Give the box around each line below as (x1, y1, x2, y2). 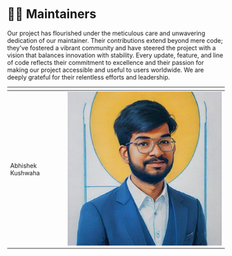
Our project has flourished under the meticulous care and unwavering (7, 29, 206, 37)
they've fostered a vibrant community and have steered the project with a (7, 43, 216, 52)
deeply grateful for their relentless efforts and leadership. (7, 72, 171, 81)
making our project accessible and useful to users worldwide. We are (7, 66, 204, 74)
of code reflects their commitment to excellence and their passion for (7, 58, 204, 66)
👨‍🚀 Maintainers (7, 6, 97, 22)
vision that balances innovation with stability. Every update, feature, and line (7, 51, 224, 59)
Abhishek (10, 161, 37, 170)
